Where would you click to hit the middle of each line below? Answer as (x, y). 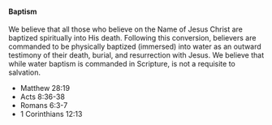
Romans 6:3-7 (44, 106)
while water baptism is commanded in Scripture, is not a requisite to (122, 64)
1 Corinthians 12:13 (51, 114)
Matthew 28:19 (45, 88)
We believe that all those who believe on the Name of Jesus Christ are (126, 29)
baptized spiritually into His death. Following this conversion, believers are (132, 38)
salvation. (25, 72)
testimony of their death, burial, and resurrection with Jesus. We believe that (136, 55)
